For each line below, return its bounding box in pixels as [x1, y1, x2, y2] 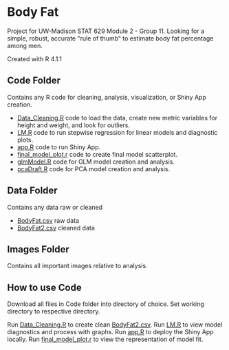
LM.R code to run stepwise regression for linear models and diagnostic [17, 128, 218, 136]
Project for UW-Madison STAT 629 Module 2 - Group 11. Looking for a [7, 27, 205, 35]
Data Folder [7, 185, 58, 197]
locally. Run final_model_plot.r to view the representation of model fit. [7, 335, 204, 344]
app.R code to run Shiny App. [17, 142, 101, 151]
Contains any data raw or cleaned [7, 203, 103, 211]
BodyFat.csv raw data [17, 216, 80, 224]
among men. [7, 41, 43, 50]
